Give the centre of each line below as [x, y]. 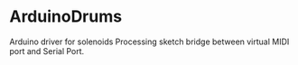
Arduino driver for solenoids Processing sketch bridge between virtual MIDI [149, 42]
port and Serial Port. [47, 51]
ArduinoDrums [66, 17]
